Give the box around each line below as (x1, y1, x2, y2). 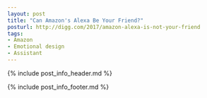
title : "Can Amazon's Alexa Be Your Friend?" (7, 17, 143, 24)
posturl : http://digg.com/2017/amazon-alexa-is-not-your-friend (7, 23, 201, 30)
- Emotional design (7, 43, 65, 50)
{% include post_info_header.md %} (7, 68, 113, 78)
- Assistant (7, 50, 42, 57)
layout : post (7, 10, 46, 18)
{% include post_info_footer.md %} (7, 82, 110, 91)
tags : (7, 30, 23, 37)
